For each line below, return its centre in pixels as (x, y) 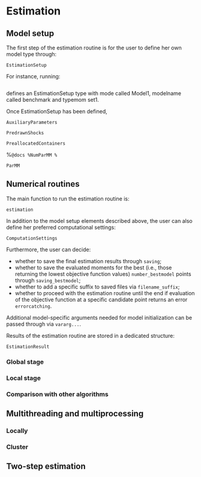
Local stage (23, 378)
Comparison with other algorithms (58, 394)
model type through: (31, 54)
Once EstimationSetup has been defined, (57, 111)
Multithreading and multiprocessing (75, 413)
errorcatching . (33, 306)
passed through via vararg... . (43, 324)
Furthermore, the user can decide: (49, 249)
